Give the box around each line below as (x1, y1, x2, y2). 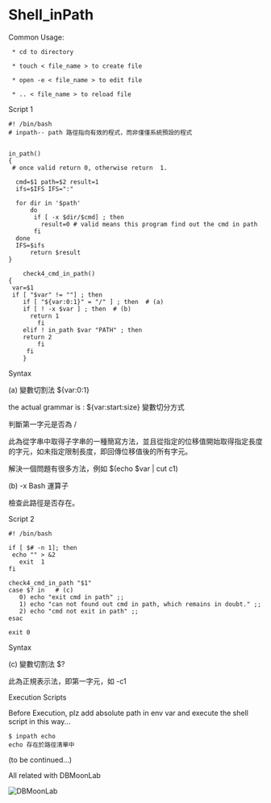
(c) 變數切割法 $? (8, 659, 65, 668)
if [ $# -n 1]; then (8, 543, 78, 551)
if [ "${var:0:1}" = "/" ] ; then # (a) (23, 297, 164, 306)
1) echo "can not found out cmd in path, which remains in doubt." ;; (19, 600, 262, 608)
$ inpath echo (8, 732, 56, 740)
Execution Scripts (8, 692, 67, 702)
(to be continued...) (8, 755, 73, 764)
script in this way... (8, 716, 71, 726)
